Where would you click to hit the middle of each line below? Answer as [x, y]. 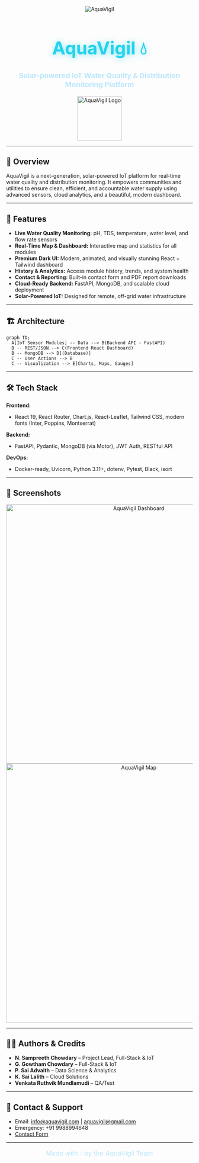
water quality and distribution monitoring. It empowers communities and [94, 182]
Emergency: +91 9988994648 [52, 1128]
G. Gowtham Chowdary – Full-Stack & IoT [66, 1064]
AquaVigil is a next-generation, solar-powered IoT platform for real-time [93, 176]
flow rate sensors [36, 239]
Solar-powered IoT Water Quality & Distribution [99, 76]
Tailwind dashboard [39, 265]
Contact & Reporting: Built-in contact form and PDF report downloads [100, 277]
